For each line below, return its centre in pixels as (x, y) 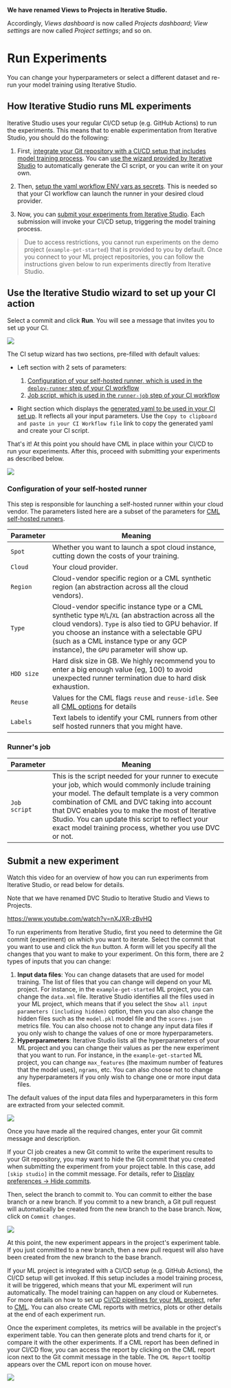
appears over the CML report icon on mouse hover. (80, 1364)
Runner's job (29, 747)
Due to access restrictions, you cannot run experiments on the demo (121, 242)
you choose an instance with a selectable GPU (127, 632)
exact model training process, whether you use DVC (136, 828)
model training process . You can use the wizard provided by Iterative (114, 158)
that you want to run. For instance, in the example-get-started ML (110, 1055)
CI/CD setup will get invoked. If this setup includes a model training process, (115, 1278)
